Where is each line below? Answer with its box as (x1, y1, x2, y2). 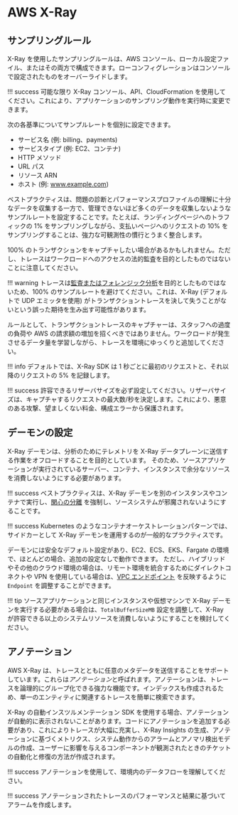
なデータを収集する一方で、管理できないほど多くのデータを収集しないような (7, 204, 232, 212)
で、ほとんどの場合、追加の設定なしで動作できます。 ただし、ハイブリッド (7, 554, 226, 563)
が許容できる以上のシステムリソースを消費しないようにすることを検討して (7, 614, 225, 622)
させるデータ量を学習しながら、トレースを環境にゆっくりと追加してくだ (7, 339, 219, 346)
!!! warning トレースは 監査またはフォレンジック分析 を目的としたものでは (7, 279, 220, 287)
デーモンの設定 (7, 427, 73, 439)
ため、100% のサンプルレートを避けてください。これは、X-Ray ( (13, 287, 203, 296)
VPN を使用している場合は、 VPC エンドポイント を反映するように (33, 572, 227, 580)
